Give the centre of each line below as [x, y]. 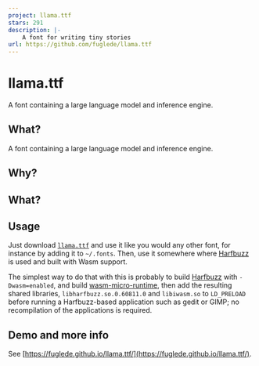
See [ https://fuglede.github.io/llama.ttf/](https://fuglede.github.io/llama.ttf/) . [130, 354]
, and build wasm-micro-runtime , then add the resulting [143, 285]
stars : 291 [26, 23]
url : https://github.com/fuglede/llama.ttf [80, 45]
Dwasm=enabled [31, 286]
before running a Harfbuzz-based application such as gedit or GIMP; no [124, 302]
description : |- [34, 30]
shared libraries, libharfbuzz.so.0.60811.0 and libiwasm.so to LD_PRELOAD [127, 294]
